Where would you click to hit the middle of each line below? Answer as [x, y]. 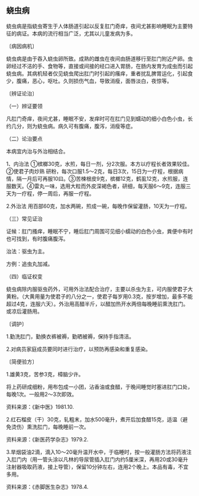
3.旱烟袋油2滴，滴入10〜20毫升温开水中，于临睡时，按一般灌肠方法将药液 [96, 452]
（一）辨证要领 [24, 106]
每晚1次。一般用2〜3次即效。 [41, 394]
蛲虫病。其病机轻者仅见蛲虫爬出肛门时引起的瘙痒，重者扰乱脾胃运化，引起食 [99, 73]
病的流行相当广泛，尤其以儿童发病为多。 [86, 33]
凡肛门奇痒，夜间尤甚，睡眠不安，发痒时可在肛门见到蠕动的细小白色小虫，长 [99, 119]
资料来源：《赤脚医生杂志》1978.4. [47, 487]
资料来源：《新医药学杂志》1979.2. [47, 439]
